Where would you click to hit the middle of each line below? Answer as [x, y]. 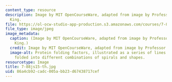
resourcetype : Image [27, 62]
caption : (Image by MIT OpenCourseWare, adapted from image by [79, 39]
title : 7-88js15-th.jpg [31, 67]
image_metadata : [23, 34]
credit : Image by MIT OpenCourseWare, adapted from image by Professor [88, 48]
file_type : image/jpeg [29, 29]
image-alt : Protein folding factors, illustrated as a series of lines [88, 52]
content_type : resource [31, 10]
